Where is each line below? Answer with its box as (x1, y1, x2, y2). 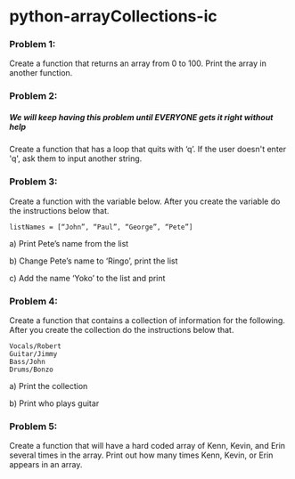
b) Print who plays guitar (9, 398, 100, 409)
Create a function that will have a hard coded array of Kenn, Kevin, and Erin (9, 441, 286, 451)
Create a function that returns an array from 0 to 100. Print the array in (9, 58, 267, 69)
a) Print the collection (9, 380, 88, 391)
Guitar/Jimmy (9, 349, 58, 358)
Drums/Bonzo (9, 365, 53, 374)
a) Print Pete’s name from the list (9, 238, 129, 248)
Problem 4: (9, 295, 58, 307)
